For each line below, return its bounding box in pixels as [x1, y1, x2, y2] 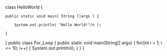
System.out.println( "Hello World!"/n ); [14, 22, 101, 27]
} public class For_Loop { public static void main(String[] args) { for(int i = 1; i [5, 40, 162, 46]
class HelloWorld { [5, 4, 43, 10]
